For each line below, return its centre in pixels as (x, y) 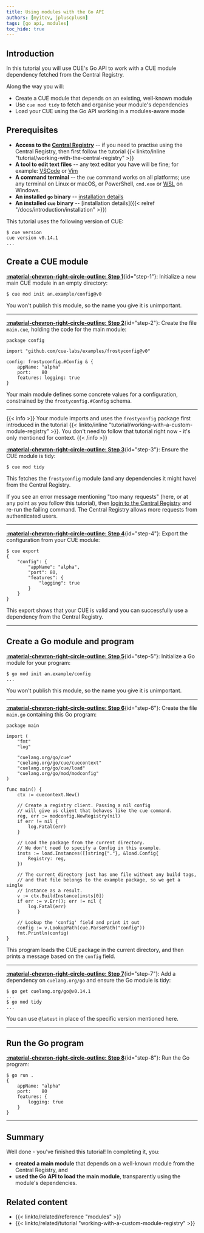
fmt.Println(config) (43, 933)
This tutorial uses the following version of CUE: (65, 221)
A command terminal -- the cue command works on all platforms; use (102, 177)
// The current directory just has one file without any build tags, (107, 874)
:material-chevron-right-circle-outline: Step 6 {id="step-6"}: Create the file (102, 708)
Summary (25, 1137)
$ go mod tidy (24, 1002)
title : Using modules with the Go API (55, 12)
